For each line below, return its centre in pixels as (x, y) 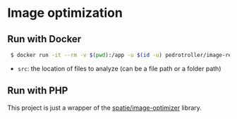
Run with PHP (38, 90)
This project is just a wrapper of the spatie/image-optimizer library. (105, 108)
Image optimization (65, 13)
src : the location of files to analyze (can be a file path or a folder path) (119, 68)
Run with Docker (44, 39)
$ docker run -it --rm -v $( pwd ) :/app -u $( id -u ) (86, 55)
